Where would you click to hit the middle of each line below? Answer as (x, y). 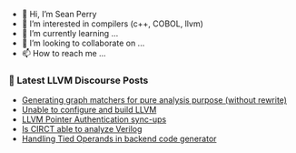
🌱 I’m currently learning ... (70, 33)
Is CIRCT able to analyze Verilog (82, 129)
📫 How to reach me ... (64, 53)
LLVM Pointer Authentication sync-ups (94, 119)
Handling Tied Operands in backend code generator (119, 139)
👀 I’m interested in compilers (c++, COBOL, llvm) (112, 24)
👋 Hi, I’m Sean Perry (59, 14)
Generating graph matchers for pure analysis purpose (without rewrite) (154, 100)
